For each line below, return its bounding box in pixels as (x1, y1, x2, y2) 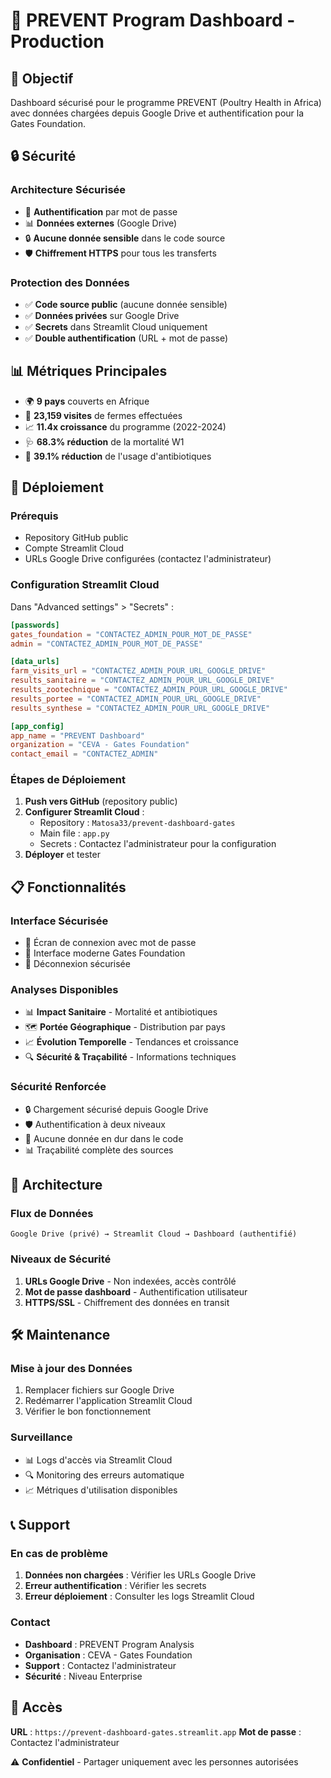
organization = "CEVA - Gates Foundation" (10, 740, 190, 750)
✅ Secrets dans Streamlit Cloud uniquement (24, 320, 208, 333)
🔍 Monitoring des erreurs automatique (24, 1469, 185, 1481)
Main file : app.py (39, 827, 110, 839)
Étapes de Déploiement (10, 773, 126, 787)
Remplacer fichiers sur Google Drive (24, 1384, 175, 1396)
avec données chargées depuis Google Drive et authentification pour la (10, 107, 305, 119)
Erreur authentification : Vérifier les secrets (24, 1580, 207, 1592)
